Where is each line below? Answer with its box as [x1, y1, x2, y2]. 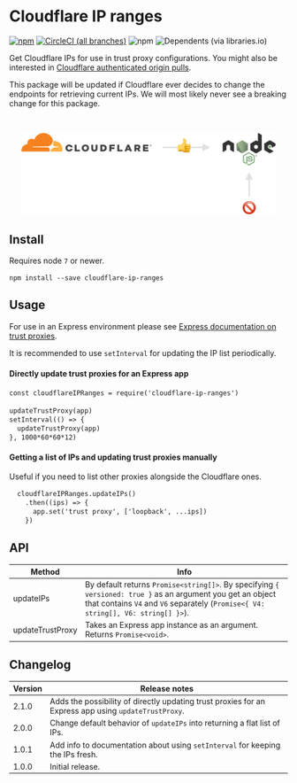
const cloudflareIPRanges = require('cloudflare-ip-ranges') [9, 389, 240, 398]
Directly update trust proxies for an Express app [9, 368, 189, 378]
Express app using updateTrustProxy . [49, 706, 185, 717]
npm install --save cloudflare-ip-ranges [9, 274, 164, 283]
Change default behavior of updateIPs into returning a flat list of [49, 717, 280, 728]
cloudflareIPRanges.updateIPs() [17, 490, 137, 499]
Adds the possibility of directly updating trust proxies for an [49, 696, 265, 707]
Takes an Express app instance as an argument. [85, 620, 259, 631]
